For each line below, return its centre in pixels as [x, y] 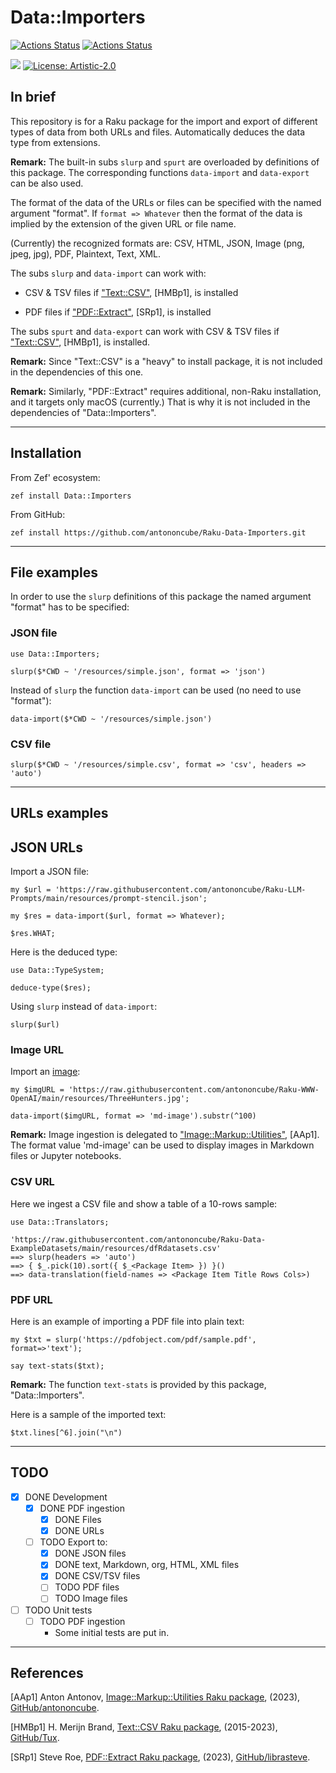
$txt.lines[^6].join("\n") [66, 1433]
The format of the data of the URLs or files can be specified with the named [166, 202]
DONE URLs [79, 1531]
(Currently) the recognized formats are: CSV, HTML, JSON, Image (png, [157, 243]
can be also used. [47, 183]
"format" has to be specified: [70, 607]
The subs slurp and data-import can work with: [108, 273]
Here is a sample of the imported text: [88, 1415]
